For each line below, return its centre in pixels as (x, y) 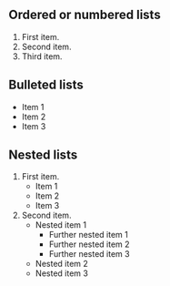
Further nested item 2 (89, 244)
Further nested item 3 (89, 254)
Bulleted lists (46, 85)
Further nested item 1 (89, 235)
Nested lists (43, 155)
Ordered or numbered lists (85, 15)
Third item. (42, 56)
